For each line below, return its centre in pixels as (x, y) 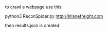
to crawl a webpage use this (33, 7)
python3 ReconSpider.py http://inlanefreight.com (54, 16)
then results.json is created (32, 25)
